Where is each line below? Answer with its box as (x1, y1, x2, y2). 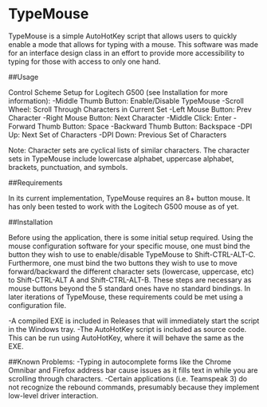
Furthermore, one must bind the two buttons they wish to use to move (8, 258, 238, 267)
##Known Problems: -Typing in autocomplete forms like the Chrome (8, 357, 232, 366)
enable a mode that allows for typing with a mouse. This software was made (8, 39, 259, 49)
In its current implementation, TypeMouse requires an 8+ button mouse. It (8, 193, 251, 203)
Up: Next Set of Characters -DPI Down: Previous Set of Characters (8, 129, 227, 140)
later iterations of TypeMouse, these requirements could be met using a (8, 292, 243, 302)
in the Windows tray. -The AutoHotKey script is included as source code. (8, 324, 247, 334)
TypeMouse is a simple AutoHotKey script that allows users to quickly (8, 31, 238, 41)
